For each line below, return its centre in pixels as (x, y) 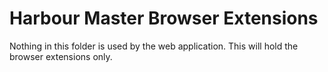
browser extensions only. (61, 56)
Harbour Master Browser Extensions (164, 18)
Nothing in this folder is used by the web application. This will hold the (154, 46)
